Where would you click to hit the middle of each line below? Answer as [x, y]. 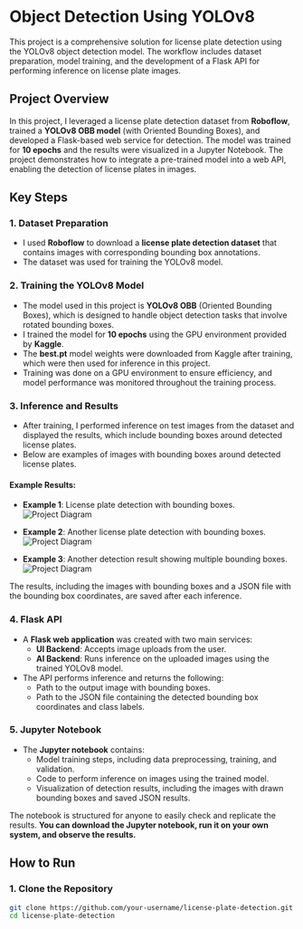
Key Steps [38, 198]
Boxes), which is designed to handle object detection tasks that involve [155, 315]
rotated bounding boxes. [68, 324]
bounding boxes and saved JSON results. [113, 798]
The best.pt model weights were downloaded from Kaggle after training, [157, 353]
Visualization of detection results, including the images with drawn [160, 788]
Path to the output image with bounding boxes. [123, 687]
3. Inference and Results [64, 406]
